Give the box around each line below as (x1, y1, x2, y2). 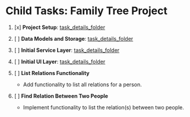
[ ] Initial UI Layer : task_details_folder (14, 58, 106, 65)
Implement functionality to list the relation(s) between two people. (23, 103, 185, 110)
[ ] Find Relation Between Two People (14, 92, 108, 99)
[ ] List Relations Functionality (14, 69, 90, 76)
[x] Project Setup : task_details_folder (14, 24, 105, 31)
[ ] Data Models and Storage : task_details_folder (14, 35, 134, 42)
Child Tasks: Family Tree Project (5, 4, 167, 18)
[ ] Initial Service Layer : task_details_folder (14, 46, 120, 54)
